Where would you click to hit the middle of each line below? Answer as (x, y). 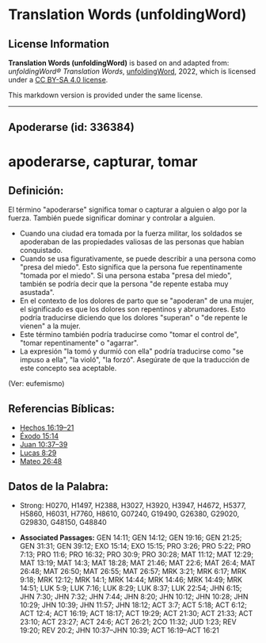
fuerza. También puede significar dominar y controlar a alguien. (112, 218)
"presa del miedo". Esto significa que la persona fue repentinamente (131, 267)
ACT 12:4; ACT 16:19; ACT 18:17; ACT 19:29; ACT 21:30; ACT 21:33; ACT (136, 614)
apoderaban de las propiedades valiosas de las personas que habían (132, 242)
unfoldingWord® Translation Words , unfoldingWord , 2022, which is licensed (132, 71)
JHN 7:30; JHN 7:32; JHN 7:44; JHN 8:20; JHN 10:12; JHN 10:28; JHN (134, 597)
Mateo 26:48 (41, 461)
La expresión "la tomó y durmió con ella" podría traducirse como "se (131, 351)
